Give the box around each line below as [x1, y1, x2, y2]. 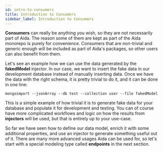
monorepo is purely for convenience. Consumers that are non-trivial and [5, 41, 153, 47]
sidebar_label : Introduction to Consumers [5, 16, 94, 21]
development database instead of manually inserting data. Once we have [5, 71, 154, 77]
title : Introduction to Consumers [5, 12, 77, 17]
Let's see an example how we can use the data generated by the [5, 60, 137, 67]
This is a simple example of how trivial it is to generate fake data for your [5, 100, 153, 106]
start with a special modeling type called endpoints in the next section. [5, 141, 150, 147]
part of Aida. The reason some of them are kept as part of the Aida [5, 35, 141, 41]
